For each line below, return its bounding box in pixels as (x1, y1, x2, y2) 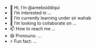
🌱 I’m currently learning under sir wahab (9, 15, 92, 21)
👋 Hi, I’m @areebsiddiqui (9, 5, 60, 10)
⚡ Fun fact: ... (9, 38, 37, 44)
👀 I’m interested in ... (9, 10, 52, 16)
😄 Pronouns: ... (9, 33, 42, 39)
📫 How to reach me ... (9, 26, 56, 31)
